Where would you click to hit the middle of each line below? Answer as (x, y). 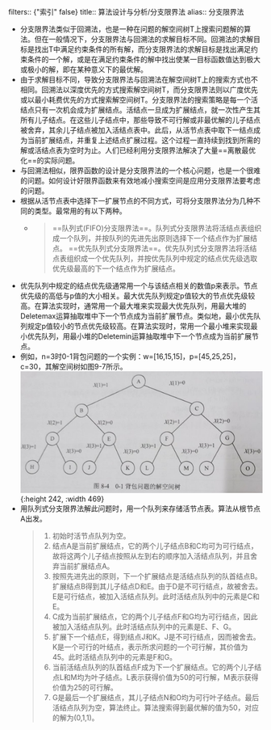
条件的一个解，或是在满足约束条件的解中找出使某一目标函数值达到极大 (144, 59)
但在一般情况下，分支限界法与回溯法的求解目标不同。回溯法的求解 (144, 39)
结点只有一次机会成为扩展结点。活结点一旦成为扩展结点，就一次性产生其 (140, 110)
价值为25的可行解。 (85, 688)
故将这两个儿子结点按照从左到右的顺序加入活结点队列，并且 (151, 556)
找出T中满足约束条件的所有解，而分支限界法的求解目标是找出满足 (143, 49)
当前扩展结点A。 (87, 566)
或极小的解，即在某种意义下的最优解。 (83, 70)
